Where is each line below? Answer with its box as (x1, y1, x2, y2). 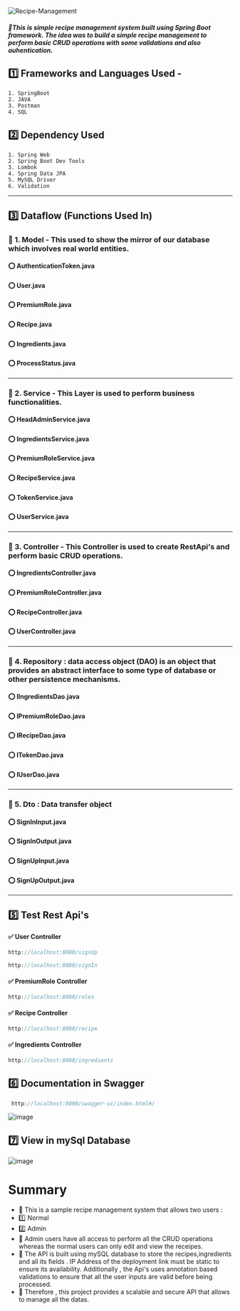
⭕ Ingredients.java (8, 339, 66, 348)
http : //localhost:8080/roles (8, 993, 95, 1000)
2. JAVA (8, 96, 31, 104)
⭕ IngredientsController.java (8, 568, 96, 578)
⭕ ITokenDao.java (8, 750, 64, 759)
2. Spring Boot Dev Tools (8, 158, 85, 165)
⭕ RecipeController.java (8, 608, 83, 616)
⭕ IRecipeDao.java (8, 731, 66, 740)
